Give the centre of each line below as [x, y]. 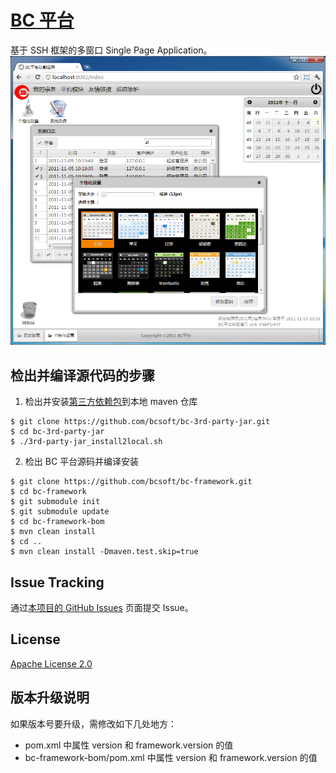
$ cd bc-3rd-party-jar [57, 432]
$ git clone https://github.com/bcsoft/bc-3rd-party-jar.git [140, 422]
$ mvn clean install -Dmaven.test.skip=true [104, 552]
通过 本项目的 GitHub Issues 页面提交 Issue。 [102, 607]
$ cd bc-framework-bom [57, 522]
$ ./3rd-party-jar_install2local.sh [86, 442]
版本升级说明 [50, 697]
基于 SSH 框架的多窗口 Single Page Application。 [111, 50]
